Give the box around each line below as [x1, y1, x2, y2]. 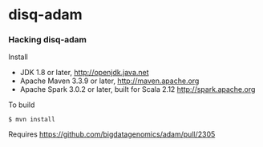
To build [8, 100, 35, 109]
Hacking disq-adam [8, 34, 87, 46]
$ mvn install [8, 116, 56, 124]
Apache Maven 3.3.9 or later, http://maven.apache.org [19, 76, 200, 85]
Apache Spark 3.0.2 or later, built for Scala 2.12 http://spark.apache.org [19, 85, 256, 94]
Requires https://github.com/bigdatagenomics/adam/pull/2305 [8, 129, 216, 139]
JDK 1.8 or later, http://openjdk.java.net [19, 68, 150, 77]
